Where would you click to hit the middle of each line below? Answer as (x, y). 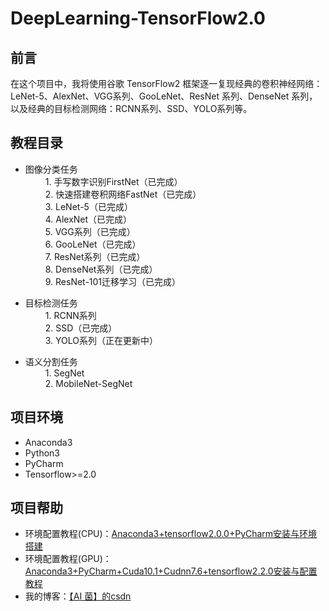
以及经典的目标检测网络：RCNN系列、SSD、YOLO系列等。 (131, 108)
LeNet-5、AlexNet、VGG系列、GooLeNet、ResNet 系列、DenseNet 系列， (164, 96)
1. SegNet (64, 373)
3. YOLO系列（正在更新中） (101, 340)
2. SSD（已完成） (81, 328)
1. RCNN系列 (70, 315)
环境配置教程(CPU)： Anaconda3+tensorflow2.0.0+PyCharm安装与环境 (171, 534)
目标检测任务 (51, 303)
